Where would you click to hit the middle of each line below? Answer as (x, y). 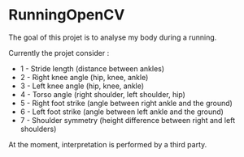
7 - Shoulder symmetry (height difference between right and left (128, 120)
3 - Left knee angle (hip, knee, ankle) (82, 86)
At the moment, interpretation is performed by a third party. (108, 144)
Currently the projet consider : (59, 53)
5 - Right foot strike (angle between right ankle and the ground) (126, 103)
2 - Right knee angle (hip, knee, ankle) (84, 77)
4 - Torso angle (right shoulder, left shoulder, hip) (102, 94)
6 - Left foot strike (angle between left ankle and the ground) (122, 112)
